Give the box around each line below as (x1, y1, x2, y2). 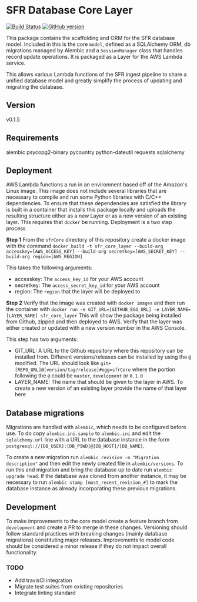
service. (6, 59, 26, 66)
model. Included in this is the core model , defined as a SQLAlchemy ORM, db (6, 41, 191, 48)
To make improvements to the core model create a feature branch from (6, 518, 178, 524)
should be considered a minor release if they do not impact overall (6, 543, 167, 550)
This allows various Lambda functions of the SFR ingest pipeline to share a (6, 71, 187, 78)
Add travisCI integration (14, 577, 72, 584)
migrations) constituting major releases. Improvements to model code (6, 536, 175, 543)
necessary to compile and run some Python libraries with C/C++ (6, 193, 162, 200)
